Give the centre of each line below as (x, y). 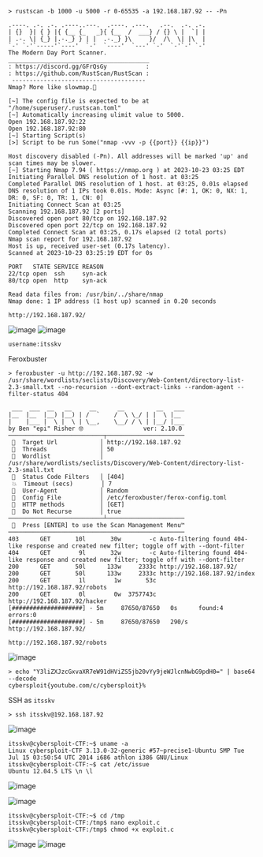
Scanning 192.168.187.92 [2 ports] (67, 211)
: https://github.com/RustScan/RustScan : (79, 73)
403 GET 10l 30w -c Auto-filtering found (119, 539)
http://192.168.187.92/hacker (58, 601)
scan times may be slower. (52, 163)
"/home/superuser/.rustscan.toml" (65, 108)
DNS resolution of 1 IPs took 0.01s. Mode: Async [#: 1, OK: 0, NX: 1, (128, 191)
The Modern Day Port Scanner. (58, 53)
